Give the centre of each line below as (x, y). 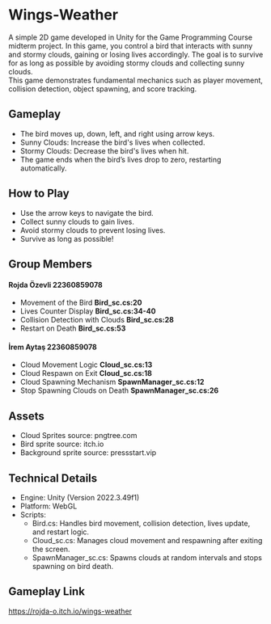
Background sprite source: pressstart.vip (88, 453)
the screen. (51, 549)
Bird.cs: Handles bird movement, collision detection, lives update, (141, 523)
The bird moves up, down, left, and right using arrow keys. (117, 133)
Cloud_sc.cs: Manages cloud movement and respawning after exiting (147, 540)
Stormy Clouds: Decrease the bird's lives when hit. (104, 150)
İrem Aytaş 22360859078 (53, 347)
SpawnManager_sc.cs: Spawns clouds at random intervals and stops (147, 557)
